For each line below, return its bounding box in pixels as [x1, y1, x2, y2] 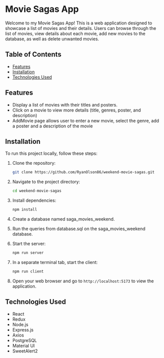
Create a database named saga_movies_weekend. [12, 216, 115, 222]
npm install [12, 207, 37, 212]
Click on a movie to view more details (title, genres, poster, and [12, 107, 141, 113]
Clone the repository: [12, 160, 56, 166]
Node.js [12, 321, 29, 327]
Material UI [12, 343, 35, 349]
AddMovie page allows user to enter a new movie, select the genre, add [12, 118, 160, 123]
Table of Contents [5, 50, 62, 59]
